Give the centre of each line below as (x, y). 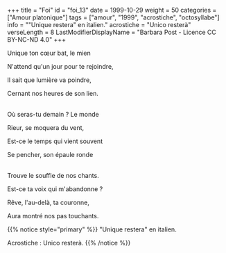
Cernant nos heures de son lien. (53, 93)
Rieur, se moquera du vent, (46, 128)
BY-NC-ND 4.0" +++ (37, 40)
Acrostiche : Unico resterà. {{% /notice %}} (69, 243)
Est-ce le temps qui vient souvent (55, 141)
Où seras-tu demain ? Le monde (53, 114)
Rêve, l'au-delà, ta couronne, (49, 202)
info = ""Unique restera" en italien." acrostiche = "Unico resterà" (99, 25)
